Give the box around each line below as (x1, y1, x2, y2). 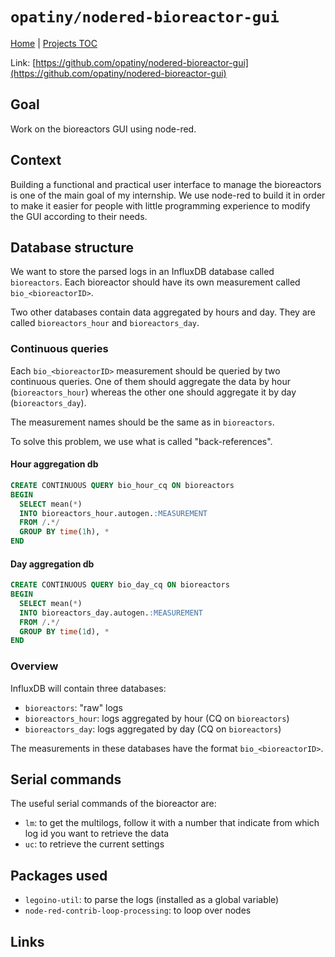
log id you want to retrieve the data (24, 828, 170, 840)
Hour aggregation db (10, 458, 99, 470)
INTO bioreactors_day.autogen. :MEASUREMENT (19, 608, 203, 618)
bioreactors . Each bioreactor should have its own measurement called (10, 276, 301, 288)
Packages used (10, 867, 108, 884)
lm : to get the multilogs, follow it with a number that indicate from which (24, 817, 320, 829)
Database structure (10, 239, 134, 256)
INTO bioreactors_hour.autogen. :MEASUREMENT (19, 508, 208, 518)
